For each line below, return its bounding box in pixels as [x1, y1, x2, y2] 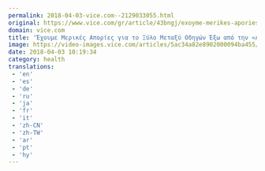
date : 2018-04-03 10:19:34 [8, 48, 97, 56]
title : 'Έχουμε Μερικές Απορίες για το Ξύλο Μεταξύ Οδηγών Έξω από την [8, 33, 248, 42]
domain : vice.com [8, 26, 65, 34]
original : [8, 19, 41, 27]
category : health [8, 56, 65, 64]
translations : [8, 63, 55, 71]
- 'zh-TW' [11, 128, 44, 136]
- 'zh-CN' [11, 121, 44, 129]
